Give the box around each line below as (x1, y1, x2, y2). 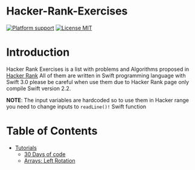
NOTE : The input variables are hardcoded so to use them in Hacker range (6, 96, 189, 103)
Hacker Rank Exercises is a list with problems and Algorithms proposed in (6, 65, 190, 73)
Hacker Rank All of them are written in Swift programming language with (6, 71, 186, 79)
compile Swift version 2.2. (6, 85, 71, 92)
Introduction (6, 45, 70, 59)
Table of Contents (6, 124, 98, 138)
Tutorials (14, 144, 37, 151)
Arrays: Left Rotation (24, 157, 75, 164)
